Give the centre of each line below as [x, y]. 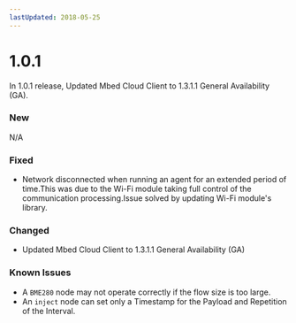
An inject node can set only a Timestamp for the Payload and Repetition [154, 301]
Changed [30, 231]
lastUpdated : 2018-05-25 [55, 17]
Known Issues [40, 273]
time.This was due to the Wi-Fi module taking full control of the [137, 189]
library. [35, 208]
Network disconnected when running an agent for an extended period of [154, 180]
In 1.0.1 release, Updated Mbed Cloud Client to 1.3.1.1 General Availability [140, 86]
